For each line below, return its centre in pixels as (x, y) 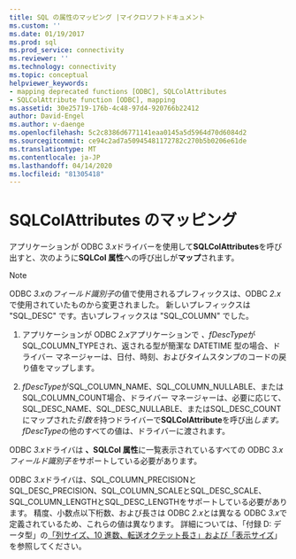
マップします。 (72, 368)
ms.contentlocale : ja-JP (55, 157)
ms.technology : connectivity (63, 67)
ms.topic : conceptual (49, 75)
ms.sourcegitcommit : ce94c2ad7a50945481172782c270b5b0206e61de (128, 141)
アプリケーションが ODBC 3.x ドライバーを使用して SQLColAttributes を (138, 247)
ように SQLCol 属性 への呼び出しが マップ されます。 (147, 258)
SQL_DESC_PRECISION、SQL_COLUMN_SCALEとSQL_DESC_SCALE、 (138, 491)
